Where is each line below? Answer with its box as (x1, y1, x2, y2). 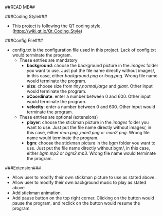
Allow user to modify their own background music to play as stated (12, 180, 146, 185)
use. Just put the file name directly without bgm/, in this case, (26, 145, 150, 151)
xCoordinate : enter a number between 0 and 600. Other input (26, 93, 151, 99)
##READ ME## (5, 4, 35, 10)
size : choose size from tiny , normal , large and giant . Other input (26, 83, 153, 89)
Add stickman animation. (12, 190, 62, 196)
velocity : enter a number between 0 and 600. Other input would (26, 104, 156, 109)
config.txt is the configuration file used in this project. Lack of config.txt (12, 47, 156, 53)
